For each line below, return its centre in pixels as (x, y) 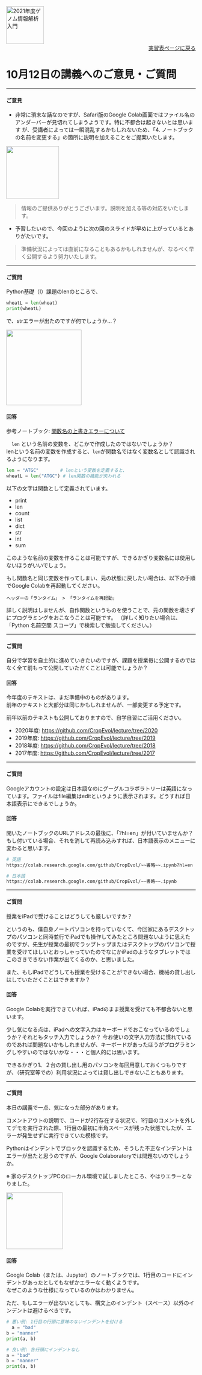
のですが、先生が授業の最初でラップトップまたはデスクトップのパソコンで (98, 944)
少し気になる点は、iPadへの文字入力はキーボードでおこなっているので (93, 1029)
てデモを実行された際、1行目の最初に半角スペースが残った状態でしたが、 (96, 1128)
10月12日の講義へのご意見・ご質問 (91, 75)
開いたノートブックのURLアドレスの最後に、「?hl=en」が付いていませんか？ (100, 833)
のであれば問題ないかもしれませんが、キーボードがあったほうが (85, 1044)
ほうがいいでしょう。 (43, 565)
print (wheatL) (24, 309)
